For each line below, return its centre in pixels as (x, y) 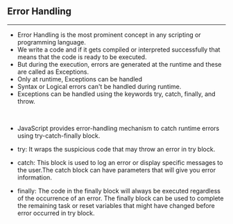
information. (34, 177)
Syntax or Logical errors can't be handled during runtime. (99, 86)
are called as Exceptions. (53, 72)
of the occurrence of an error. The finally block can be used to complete (120, 198)
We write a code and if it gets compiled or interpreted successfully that (119, 49)
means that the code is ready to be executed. (82, 57)
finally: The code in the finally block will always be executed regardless (119, 191)
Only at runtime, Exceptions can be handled (80, 79)
